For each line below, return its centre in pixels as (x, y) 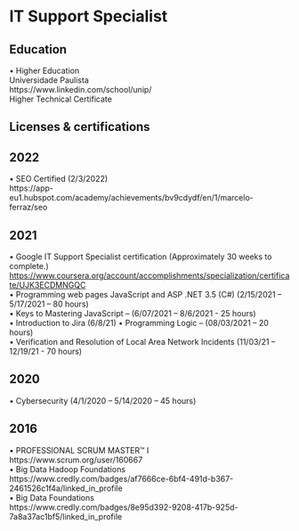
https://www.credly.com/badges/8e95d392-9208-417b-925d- (124, 507)
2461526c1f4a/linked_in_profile (66, 488)
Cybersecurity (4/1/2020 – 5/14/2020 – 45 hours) (106, 400)
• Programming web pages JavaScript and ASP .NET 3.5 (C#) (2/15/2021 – (145, 295)
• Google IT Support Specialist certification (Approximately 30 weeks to (141, 257)
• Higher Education (44, 70)
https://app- (31, 188)
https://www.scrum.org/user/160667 (76, 460)
